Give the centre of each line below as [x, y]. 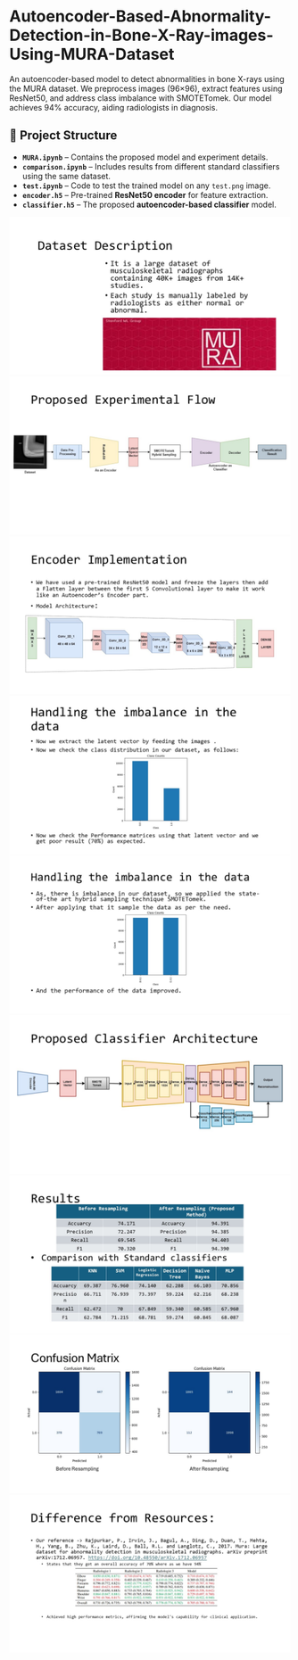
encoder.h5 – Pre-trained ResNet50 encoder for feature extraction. [145, 194]
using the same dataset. [66, 176]
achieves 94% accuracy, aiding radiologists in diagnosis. [114, 107]
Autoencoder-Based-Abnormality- [141, 17]
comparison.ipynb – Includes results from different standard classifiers [151, 166]
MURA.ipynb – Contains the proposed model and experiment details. [145, 157]
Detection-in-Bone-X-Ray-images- [141, 35]
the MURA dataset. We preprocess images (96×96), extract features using [146, 88]
